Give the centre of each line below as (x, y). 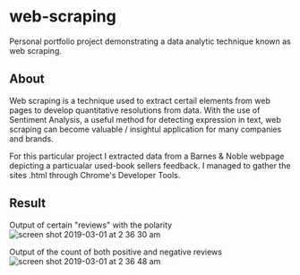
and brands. (31, 138)
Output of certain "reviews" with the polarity (91, 225)
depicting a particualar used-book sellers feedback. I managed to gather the (150, 165)
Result (28, 203)
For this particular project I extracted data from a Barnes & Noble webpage (147, 156)
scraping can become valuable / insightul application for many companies (146, 129)
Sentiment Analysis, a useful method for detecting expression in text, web (146, 119)
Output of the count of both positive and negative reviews (116, 252)
